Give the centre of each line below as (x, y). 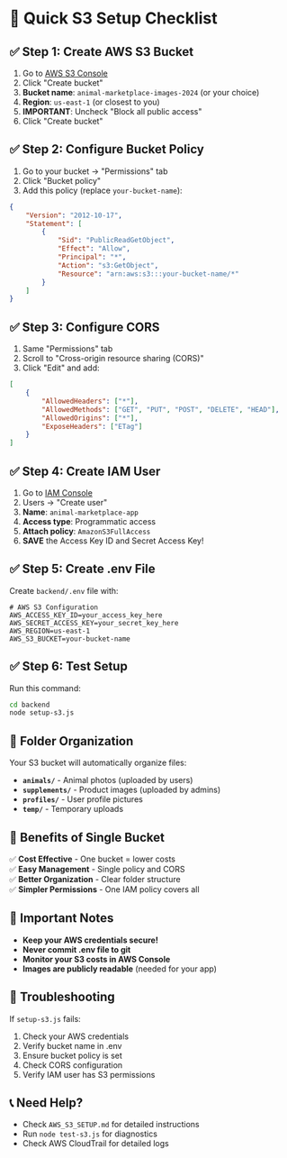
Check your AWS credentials (75, 1036)
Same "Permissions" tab (67, 349)
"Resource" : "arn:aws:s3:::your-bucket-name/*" (148, 274)
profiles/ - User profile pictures (83, 799)
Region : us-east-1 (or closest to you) (91, 102)
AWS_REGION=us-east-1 (50, 631)
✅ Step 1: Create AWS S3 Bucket (102, 52)
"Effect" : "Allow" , (94, 249)
